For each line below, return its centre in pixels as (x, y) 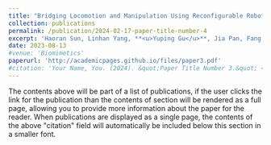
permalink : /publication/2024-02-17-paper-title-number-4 (108, 31)
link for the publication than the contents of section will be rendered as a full (135, 99)
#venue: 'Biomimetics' (46, 53)
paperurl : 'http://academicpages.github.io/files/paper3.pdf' (115, 61)
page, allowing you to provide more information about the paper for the (126, 108)
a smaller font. (32, 134)
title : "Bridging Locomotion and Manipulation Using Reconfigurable (126, 16)
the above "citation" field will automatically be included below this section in (135, 125)
